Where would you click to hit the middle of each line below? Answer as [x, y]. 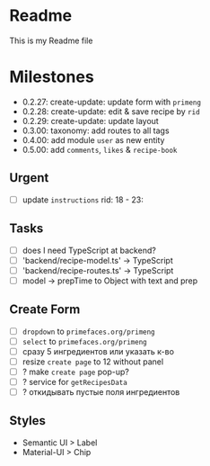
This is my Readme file [51, 40]
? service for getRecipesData [74, 381]
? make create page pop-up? [76, 372]
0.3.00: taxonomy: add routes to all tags [96, 130]
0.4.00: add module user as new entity [93, 139]
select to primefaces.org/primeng [84, 341]
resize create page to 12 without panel [93, 362]
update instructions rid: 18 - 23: [83, 200]
